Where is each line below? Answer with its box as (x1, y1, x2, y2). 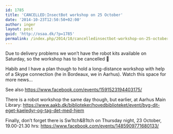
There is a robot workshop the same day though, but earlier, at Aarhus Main (5, 96, 166, 103)
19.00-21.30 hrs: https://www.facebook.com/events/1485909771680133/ (5, 123, 159, 129)
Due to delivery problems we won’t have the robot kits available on (5, 50, 147, 56)
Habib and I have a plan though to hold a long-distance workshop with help (5, 65, 165, 72)
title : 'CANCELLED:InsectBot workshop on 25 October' (5, 12, 124, 17)
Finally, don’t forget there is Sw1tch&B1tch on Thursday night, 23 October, (5, 117, 162, 123)
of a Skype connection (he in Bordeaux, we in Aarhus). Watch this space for (5, 71, 166, 77)
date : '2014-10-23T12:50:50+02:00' (5, 17, 82, 22)
